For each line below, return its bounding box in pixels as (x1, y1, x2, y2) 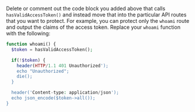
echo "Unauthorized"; (16, 68, 69, 74)
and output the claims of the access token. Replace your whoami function (6, 23, 180, 30)
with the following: (6, 30, 51, 37)
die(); (16, 73, 33, 80)
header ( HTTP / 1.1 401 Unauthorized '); (16, 63, 109, 69)
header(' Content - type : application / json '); (11, 90, 119, 96)
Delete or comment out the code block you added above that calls (6, 5, 166, 12)
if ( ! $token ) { (11, 57, 46, 63)
